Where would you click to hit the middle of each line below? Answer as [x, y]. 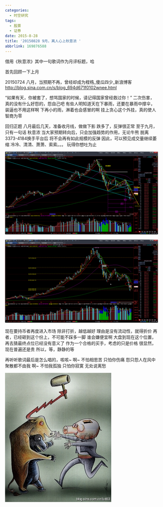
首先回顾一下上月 [22, 72]
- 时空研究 [19, 15]
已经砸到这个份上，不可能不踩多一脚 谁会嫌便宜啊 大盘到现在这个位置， [85, 337]
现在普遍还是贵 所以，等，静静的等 [40, 349]
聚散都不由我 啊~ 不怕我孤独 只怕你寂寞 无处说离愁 [56, 366]
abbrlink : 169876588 [26, 46]
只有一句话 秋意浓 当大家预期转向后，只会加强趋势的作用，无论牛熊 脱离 [77, 132]
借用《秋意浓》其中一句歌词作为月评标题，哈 [50, 61]
